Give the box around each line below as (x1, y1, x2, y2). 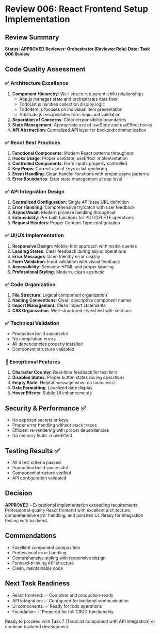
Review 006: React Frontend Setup (5, 3, 148, 15)
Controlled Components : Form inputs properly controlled (12, 160, 128, 166)
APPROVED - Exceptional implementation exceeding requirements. (5, 502, 139, 508)
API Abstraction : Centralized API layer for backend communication (12, 127, 146, 133)
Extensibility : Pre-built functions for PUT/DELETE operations (12, 215, 134, 221)
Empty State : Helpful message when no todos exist (12, 380, 115, 386)
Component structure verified (12, 470, 72, 476)
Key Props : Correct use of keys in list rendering (12, 165, 108, 171)
